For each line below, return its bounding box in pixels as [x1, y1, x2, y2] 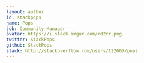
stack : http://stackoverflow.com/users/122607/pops [6, 48, 138, 54]
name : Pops [6, 20, 34, 26]
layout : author [6, 8, 44, 15]
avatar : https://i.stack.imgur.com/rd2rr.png [6, 31, 122, 37]
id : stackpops [6, 14, 42, 20]
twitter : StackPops [6, 37, 55, 43]
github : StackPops [6, 43, 52, 49]
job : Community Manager [6, 25, 66, 32]
